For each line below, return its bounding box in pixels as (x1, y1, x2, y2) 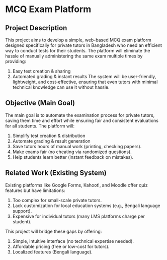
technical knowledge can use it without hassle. (12, 84, 110, 90)
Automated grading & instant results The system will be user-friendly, (12, 74, 156, 79)
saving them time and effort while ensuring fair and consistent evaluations (5, 117, 158, 123)
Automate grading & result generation (12, 138, 91, 144)
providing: (5, 58, 26, 64)
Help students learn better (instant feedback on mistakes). (12, 154, 134, 160)
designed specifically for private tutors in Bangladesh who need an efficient (5, 42, 162, 48)
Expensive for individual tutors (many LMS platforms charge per (12, 213, 145, 219)
